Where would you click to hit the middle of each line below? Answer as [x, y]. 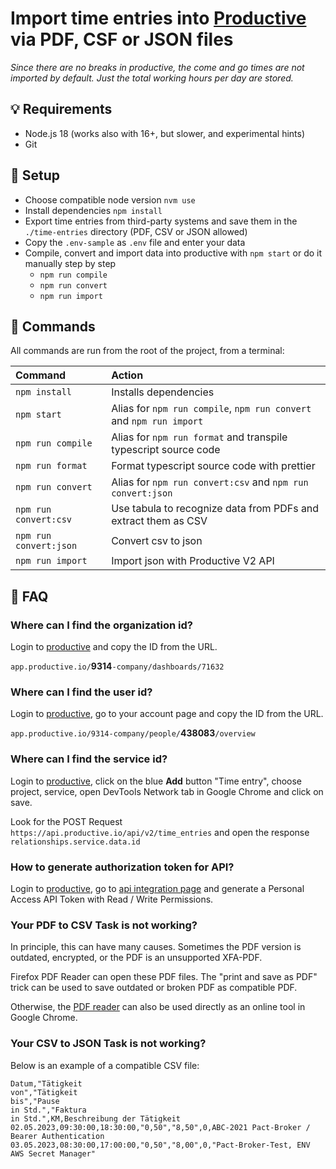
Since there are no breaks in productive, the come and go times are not [157, 67]
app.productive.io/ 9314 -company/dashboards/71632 [117, 666]
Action [127, 375]
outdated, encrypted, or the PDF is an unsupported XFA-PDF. [136, 958]
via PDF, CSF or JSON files [122, 39]
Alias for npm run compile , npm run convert [211, 409]
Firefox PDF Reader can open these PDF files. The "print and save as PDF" [164, 977]
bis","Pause [35, 1101]
